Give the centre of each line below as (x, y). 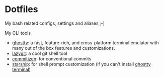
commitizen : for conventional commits (52, 58)
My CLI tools (18, 33)
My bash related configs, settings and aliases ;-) (55, 23)
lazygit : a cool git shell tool (39, 53)
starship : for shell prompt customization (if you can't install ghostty (81, 64)
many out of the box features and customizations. (63, 48)
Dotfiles (21, 9)
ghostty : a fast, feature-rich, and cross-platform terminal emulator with (85, 43)
